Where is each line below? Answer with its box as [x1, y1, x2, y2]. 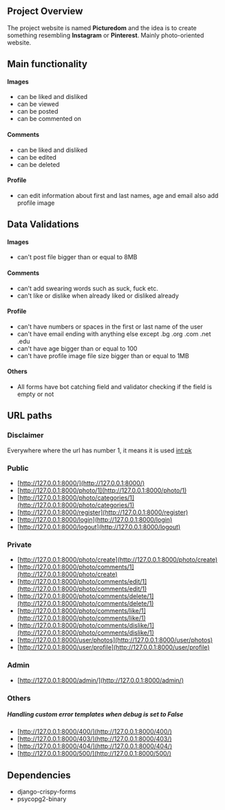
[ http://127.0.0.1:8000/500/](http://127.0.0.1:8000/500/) [17, 749, 172, 758]
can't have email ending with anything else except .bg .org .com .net [17, 329, 211, 338]
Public [7, 463, 29, 473]
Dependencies [7, 769, 71, 781]
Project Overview [7, 6, 83, 17]
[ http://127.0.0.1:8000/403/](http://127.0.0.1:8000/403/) [17, 735, 172, 743]
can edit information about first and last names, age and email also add [17, 191, 219, 199]
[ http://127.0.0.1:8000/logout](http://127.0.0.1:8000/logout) [17, 523, 181, 531]
